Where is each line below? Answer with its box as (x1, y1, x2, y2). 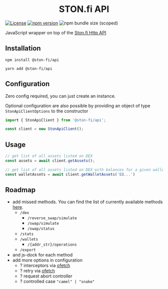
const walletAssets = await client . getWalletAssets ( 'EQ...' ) (5, 172, 135, 177)
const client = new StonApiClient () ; (5, 126, 84, 132)
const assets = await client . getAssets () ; (5, 158, 95, 163)
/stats (19, 232, 34, 237)
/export (19, 248, 36, 253)
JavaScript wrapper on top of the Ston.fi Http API (5, 29, 106, 35)
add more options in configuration (12, 257, 82, 263)
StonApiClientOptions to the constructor (5, 108, 88, 114)
